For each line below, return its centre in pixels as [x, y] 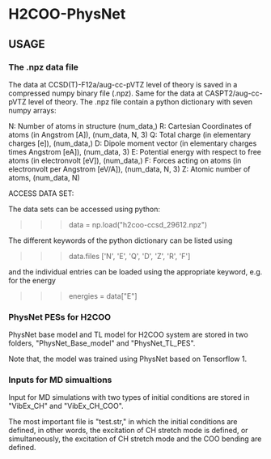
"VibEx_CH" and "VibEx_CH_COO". [66, 406]
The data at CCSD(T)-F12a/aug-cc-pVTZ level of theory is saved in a [123, 84]
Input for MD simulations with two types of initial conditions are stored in [129, 397]
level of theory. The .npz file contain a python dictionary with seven [140, 101]
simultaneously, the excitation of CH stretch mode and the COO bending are [135, 439]
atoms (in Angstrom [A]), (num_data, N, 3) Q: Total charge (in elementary [130, 134]
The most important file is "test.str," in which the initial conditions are [123, 422]
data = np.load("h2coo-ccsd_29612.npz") [138, 224]
